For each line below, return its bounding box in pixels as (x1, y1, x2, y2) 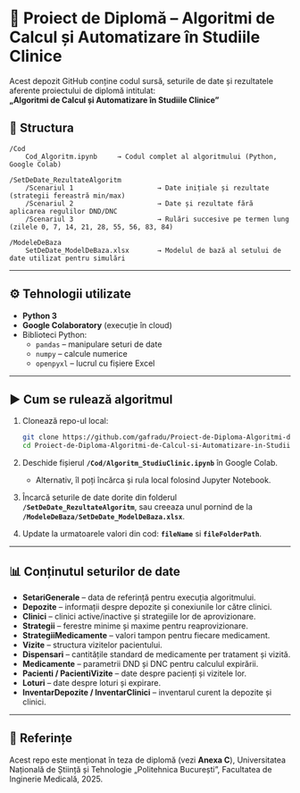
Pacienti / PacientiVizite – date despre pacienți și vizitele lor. (21, 668, 247, 679)
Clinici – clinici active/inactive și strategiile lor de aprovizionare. (21, 611, 256, 621)
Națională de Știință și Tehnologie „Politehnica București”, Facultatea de (9, 763, 272, 774)
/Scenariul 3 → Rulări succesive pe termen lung (25, 215, 290, 224)
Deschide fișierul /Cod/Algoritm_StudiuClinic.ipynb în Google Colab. (21, 458, 279, 468)
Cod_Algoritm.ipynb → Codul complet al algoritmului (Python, (25, 152, 278, 161)
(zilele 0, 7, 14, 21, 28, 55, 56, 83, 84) (9, 223, 174, 232)
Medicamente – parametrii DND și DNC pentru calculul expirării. (21, 658, 259, 669)
